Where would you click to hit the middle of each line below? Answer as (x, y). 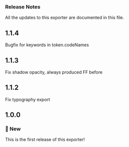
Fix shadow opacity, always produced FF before (54, 72)
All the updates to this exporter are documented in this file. (65, 18)
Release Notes (23, 7)
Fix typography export (28, 99)
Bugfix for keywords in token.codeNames (47, 45)
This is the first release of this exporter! (45, 140)
